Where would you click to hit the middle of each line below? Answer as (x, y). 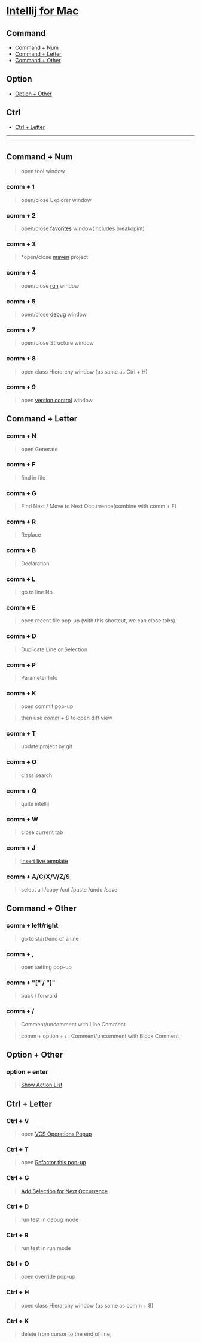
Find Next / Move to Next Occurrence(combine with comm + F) (99, 506)
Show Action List (42, 1085)
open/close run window (50, 285)
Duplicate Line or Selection (54, 649)
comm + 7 (21, 330)
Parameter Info (39, 677)
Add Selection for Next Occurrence (64, 1191)
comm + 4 (21, 273)
